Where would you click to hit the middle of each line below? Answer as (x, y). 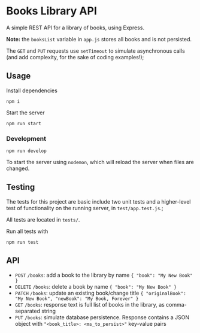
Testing (21, 187)
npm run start (24, 123)
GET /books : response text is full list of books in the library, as (90, 304)
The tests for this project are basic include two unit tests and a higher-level (99, 201)
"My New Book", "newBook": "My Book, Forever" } (77, 299)
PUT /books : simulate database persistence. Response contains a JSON (102, 317)
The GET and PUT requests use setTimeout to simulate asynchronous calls (96, 51)
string (49, 311)
